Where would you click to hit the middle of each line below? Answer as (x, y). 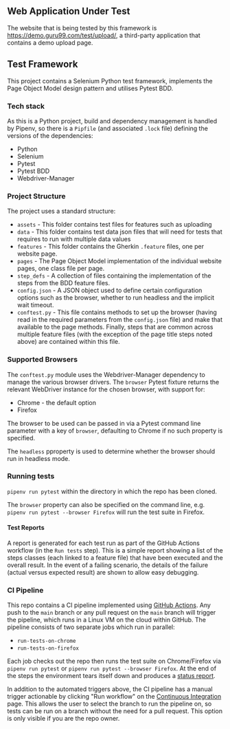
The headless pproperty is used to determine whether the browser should (111, 451)
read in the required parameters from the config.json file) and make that (120, 320)
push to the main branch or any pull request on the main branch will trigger (112, 613)
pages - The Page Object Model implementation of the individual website (119, 261)
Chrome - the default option (56, 402)
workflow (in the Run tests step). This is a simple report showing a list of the (115, 551)
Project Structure (36, 196)
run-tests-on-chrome (46, 641)
